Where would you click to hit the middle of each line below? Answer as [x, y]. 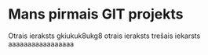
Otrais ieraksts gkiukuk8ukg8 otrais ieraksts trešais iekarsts [104, 36]
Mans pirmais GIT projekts [96, 14]
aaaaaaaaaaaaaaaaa [41, 43]
